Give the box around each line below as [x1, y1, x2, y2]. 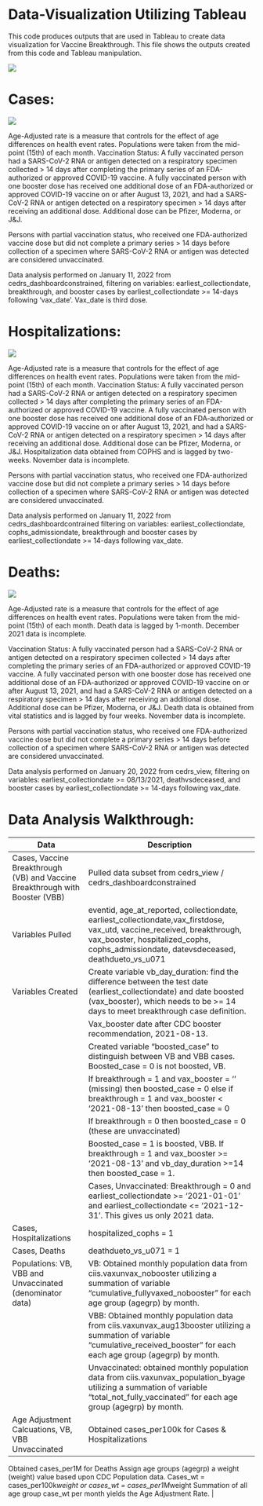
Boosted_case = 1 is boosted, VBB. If [88, 1138, 225, 1149]
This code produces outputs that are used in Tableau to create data [8, 31, 225, 41]
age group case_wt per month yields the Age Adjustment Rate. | [8, 1489, 214, 1498]
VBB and [12, 1267, 45, 1278]
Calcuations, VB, [12, 1424, 73, 1435]
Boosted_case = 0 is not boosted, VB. [88, 1061, 226, 1072]
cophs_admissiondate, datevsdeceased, [88, 944, 236, 955]
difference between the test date [88, 976, 209, 987]
